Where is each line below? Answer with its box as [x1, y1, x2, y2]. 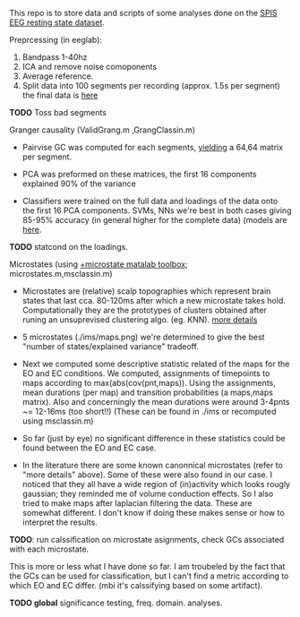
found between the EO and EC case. [21, 442, 157, 453]
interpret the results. [21, 517, 99, 527]
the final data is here [21, 90, 99, 100]
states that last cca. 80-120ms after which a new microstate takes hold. [21, 296, 287, 305]
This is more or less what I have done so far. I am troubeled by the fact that [9, 561, 286, 571]
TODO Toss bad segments [9, 107, 107, 117]
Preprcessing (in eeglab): [9, 35, 103, 45]
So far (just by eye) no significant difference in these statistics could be [21, 433, 286, 443]
